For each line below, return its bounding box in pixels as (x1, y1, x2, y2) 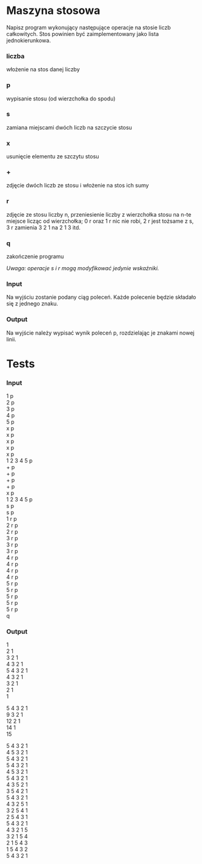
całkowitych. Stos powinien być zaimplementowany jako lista (6, 30, 159, 37)
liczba (6, 52, 25, 60)
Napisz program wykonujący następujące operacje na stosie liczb (6, 24, 171, 31)
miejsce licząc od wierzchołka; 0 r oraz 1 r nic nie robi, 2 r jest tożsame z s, (6, 217, 194, 225)
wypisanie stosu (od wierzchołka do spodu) (6, 95, 116, 102)
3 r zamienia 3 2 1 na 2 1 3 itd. (6, 223, 81, 231)
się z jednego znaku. (6, 300, 58, 307)
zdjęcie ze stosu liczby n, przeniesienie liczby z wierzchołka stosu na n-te (6, 211, 192, 218)
